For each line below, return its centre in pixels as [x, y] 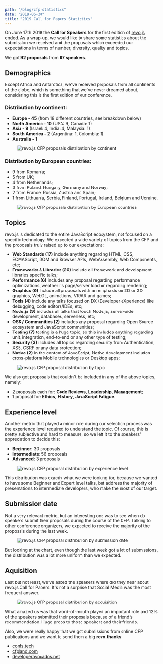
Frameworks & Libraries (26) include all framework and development [82, 270]
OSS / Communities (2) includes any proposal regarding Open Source [83, 322]
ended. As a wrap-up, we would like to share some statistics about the [76, 38]
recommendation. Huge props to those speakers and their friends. [71, 622]
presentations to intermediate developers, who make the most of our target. [81, 488]
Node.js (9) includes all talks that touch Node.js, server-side [73, 311]
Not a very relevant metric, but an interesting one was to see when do [75, 516]
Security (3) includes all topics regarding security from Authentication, [83, 342]
